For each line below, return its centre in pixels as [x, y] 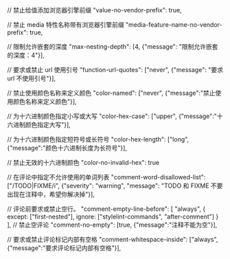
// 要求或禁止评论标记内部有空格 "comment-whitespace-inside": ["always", [113, 239]
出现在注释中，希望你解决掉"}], [51, 194]
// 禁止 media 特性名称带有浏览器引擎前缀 [66, 25]
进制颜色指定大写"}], [42, 125]
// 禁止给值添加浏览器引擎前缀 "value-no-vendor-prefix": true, [94, 10]
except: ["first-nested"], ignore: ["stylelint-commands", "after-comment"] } [113, 216]
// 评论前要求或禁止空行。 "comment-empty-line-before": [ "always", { [106, 209]
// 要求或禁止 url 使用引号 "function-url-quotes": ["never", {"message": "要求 [115, 70]
